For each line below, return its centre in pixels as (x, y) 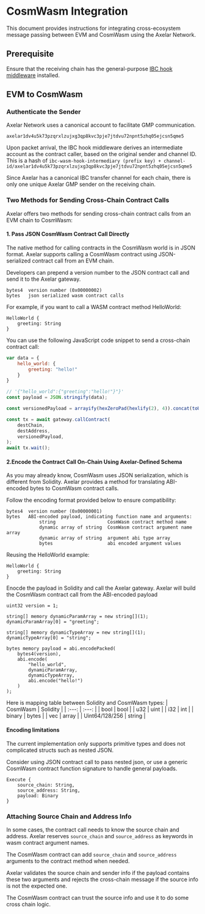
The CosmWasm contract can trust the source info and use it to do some (98, 897)
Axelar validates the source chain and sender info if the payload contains (98, 872)
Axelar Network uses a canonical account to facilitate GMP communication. (101, 125)
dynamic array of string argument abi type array (105, 538)
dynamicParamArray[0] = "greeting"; (53, 622)
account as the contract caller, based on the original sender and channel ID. (102, 154)
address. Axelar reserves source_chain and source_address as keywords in (100, 836)
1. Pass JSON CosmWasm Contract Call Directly (68, 234)
